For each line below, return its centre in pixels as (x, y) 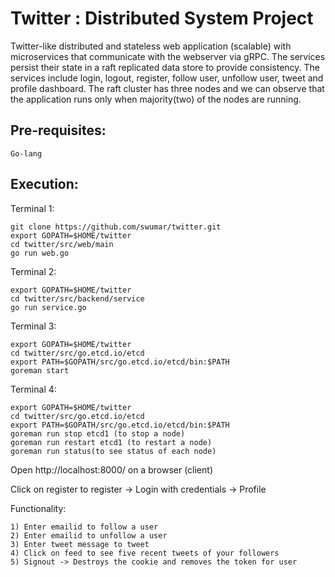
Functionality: (38, 508)
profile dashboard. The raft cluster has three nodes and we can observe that (167, 88)
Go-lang (26, 153)
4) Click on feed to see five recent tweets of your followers (145, 553)
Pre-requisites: (58, 130)
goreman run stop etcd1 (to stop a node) (98, 433)
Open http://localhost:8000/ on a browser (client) (111, 469)
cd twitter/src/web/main (62, 244)
